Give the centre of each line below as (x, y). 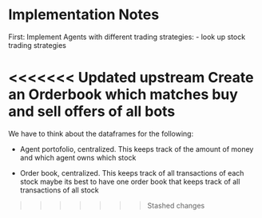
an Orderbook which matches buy (123, 95)
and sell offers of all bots (92, 111)
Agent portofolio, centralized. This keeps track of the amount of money (137, 149)
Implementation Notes (84, 15)
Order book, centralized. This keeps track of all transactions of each (132, 172)
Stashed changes (176, 205)
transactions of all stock (59, 190)
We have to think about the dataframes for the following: (101, 133)
